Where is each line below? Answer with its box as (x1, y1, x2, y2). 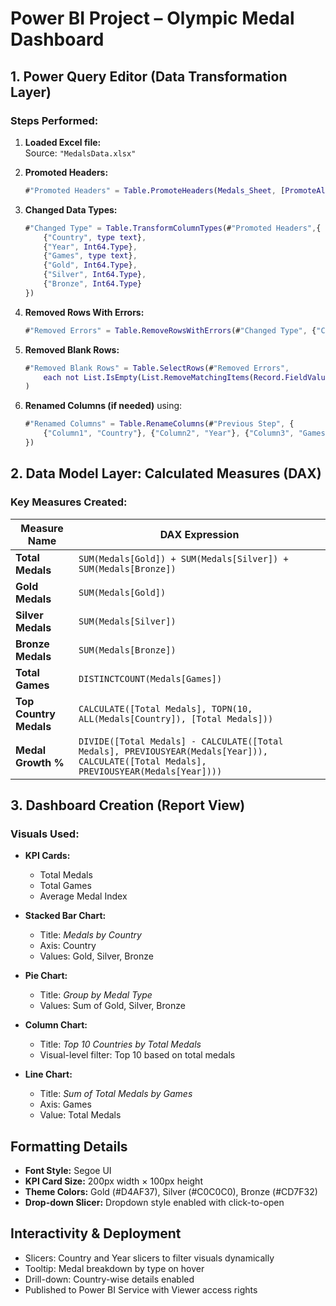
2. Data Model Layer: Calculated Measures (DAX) (10, 465, 322, 482)
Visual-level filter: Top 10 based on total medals (39, 1049, 236, 1061)
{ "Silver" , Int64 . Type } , (43, 270, 147, 280)
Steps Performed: (10, 113, 99, 127)
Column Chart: (24, 1019, 88, 1031)
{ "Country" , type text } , (43, 232, 147, 242)
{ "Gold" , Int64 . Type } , (43, 260, 138, 271)
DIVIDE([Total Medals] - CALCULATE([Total (78, 735, 284, 747)
